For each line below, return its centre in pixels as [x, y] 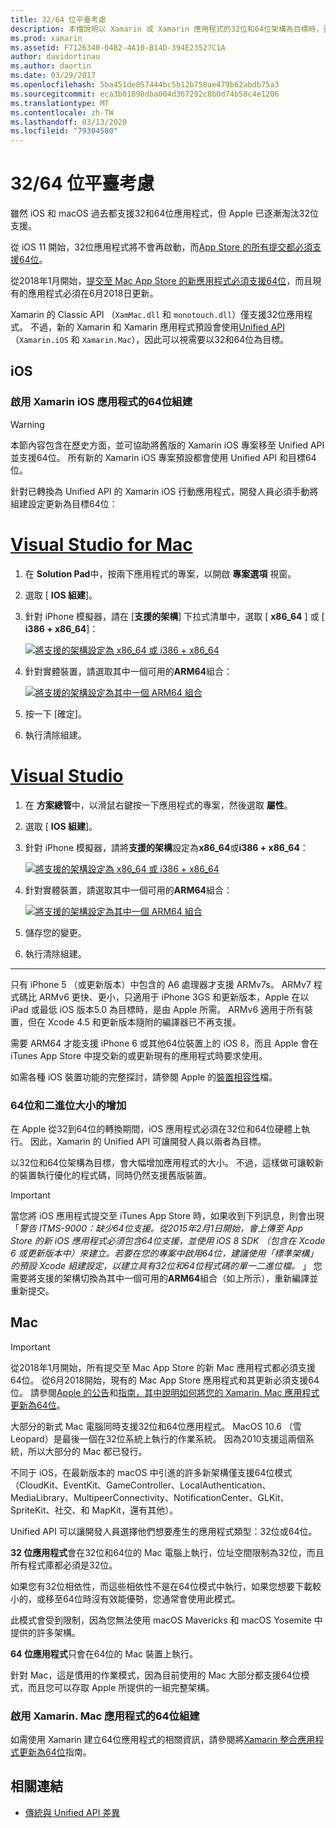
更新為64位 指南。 [55, 1752]
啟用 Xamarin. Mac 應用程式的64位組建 [105, 1716]
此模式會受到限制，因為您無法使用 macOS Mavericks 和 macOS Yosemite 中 [166, 1620]
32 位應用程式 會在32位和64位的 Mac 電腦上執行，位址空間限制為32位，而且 [167, 1552]
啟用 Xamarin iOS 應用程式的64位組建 [101, 402]
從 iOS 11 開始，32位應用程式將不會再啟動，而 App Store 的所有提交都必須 [161, 247]
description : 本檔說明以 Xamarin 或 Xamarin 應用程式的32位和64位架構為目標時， [167, 29]
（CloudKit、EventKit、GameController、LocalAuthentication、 [141, 1485]
